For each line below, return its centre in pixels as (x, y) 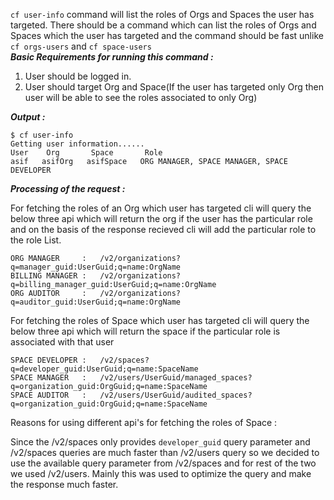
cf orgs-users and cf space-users (81, 46)
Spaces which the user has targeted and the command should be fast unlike (167, 35)
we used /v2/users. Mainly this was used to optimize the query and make (161, 473)
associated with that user (62, 342)
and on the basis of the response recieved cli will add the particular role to (163, 229)
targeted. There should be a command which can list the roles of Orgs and (163, 25)
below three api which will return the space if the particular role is (145, 331)
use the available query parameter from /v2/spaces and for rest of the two (163, 463)
